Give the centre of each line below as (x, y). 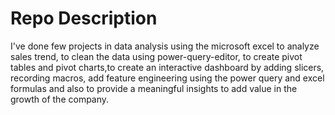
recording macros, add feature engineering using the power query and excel (167, 78)
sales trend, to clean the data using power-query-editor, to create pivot (156, 56)
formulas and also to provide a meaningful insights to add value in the (154, 88)
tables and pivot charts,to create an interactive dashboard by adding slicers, (167, 67)
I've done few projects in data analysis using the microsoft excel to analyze (165, 46)
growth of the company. (60, 99)
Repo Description (84, 18)
